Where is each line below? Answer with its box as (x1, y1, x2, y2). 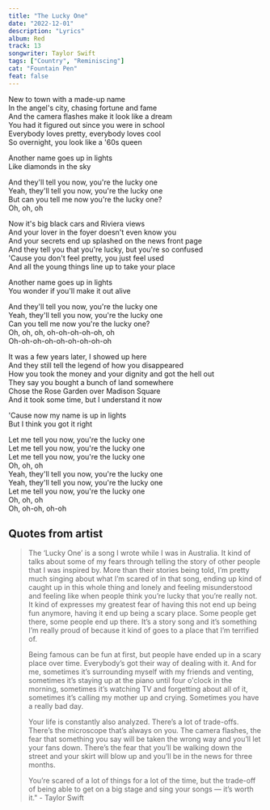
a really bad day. (27, 702, 84, 711)
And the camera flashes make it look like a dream (8, 111, 172, 121)
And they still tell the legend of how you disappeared (8, 360, 184, 370)
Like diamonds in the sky (8, 161, 91, 171)
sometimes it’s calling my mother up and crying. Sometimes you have (27, 693, 259, 702)
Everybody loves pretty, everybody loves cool (8, 129, 162, 138)
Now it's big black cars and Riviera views (8, 218, 146, 228)
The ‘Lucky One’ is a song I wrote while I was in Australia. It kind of (27, 548, 251, 558)
